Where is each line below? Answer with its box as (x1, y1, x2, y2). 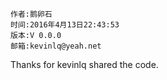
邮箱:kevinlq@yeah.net (10, 41, 102, 51)
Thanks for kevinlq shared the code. (10, 59, 159, 70)
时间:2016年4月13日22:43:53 (10, 20, 120, 30)
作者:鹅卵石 (10, 9, 53, 19)
